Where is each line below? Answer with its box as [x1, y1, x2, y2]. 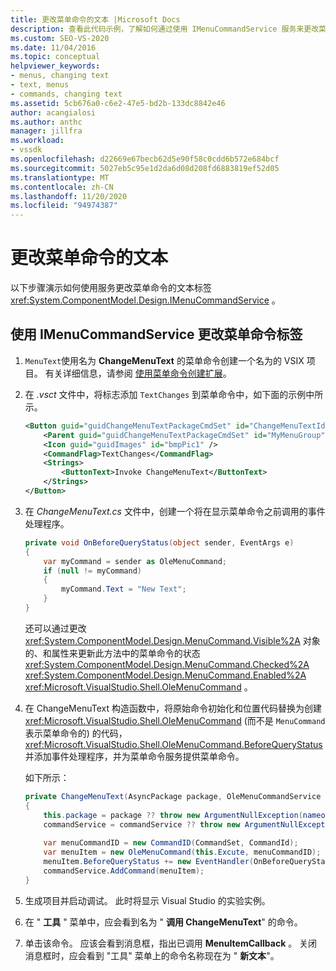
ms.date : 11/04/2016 [10, 42, 97, 53]
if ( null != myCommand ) [43, 566, 143, 576]
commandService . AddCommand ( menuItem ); [43, 866, 205, 876]
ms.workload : [10, 136, 65, 146]
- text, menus [10, 80, 70, 90]
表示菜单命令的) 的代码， [24, 727, 128, 739]
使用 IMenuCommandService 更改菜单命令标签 [10, 326, 303, 343]
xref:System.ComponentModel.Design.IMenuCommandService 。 [10, 294, 281, 306]
